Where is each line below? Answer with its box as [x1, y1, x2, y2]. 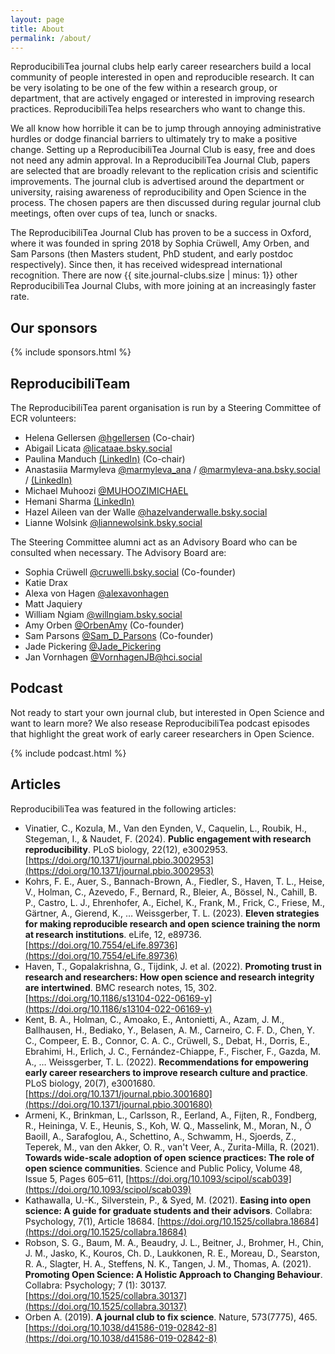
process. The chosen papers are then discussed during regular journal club [10, 197, 322, 209]
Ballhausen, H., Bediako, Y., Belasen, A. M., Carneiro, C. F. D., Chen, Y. [24, 1024, 316, 1036]
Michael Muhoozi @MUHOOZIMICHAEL [24, 485, 189, 496]
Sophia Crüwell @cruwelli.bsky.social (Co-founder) [24, 566, 237, 578]
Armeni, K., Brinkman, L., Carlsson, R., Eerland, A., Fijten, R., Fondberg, [24, 1109, 318, 1121]
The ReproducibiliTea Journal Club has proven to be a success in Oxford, [10, 227, 312, 239]
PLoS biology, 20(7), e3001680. [24, 1077, 156, 1089]
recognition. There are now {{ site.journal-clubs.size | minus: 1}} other [10, 269, 298, 281]
